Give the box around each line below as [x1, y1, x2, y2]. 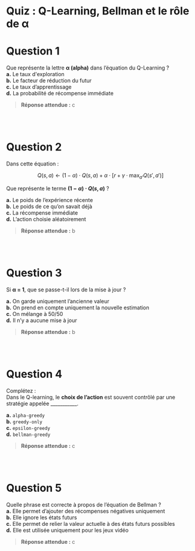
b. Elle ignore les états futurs [6, 514, 77, 521]
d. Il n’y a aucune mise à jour [6, 317, 78, 324]
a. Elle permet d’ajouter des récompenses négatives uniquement [6, 507, 166, 514]
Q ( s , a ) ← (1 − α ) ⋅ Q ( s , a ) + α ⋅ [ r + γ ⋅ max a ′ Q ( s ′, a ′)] [37, 172, 164, 180]
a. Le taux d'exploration [6, 71, 65, 78]
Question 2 [6, 140, 62, 154]
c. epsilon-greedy [6, 424, 51, 431]
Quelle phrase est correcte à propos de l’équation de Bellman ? [6, 501, 162, 508]
